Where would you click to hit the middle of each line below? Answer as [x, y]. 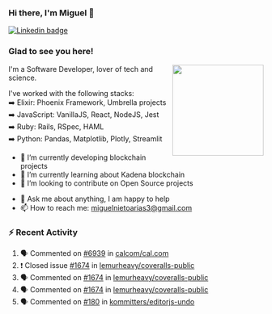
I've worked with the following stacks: [72, 93]
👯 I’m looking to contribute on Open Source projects [106, 183]
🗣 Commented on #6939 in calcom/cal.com [94, 253]
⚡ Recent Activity [43, 232]
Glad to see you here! [51, 52]
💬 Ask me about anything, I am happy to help [95, 199]
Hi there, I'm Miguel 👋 [51, 13]
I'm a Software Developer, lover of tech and [81, 69]
